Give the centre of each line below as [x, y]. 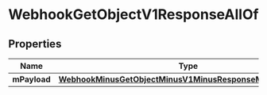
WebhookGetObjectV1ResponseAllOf [133, 15]
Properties [35, 44]
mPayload [32, 79]
